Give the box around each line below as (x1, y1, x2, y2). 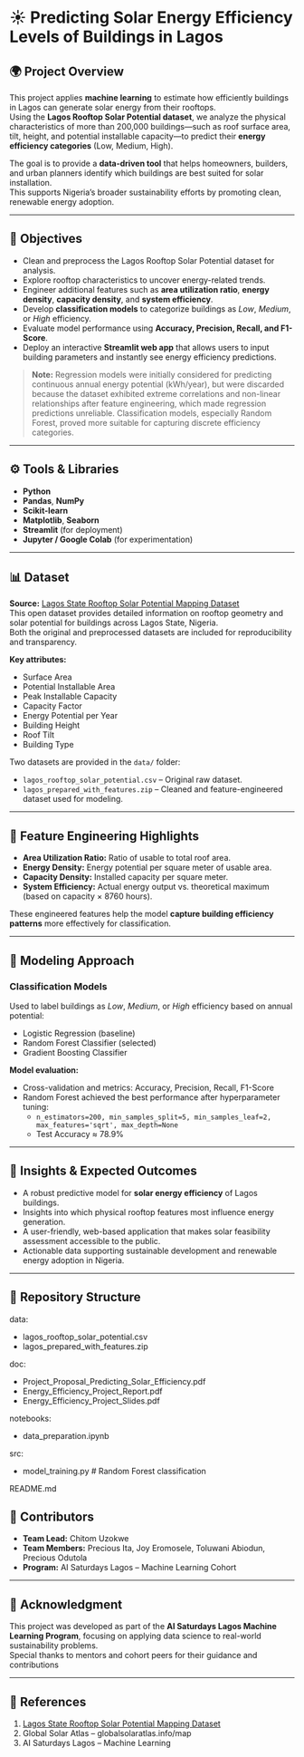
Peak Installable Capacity (22, 691, 118, 702)
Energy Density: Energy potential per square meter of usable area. (22, 862, 272, 873)
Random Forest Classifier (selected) (22, 1037, 157, 1048)
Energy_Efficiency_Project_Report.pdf (22, 1385, 163, 1396)
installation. (9, 178, 52, 188)
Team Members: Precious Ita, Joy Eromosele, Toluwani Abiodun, (22, 1543, 265, 1554)
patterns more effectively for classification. (9, 918, 172, 929)
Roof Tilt (22, 729, 55, 740)
